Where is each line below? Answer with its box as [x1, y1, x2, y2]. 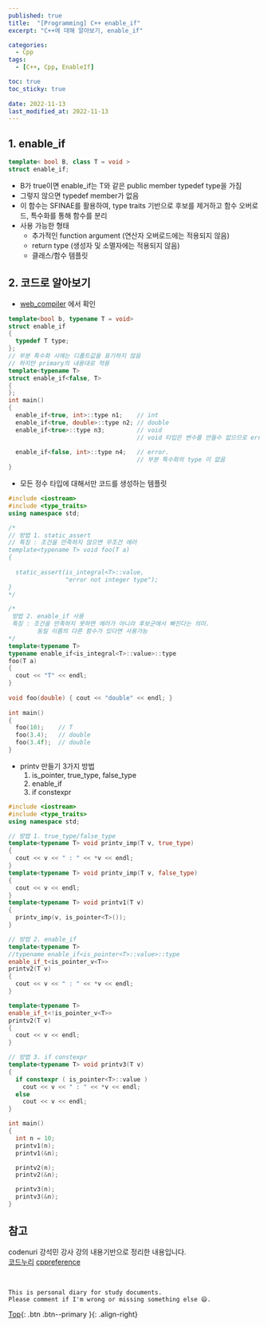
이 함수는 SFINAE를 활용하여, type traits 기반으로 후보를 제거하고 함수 [19, 200, 238, 210]
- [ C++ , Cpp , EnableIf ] [15, 63, 94, 72]
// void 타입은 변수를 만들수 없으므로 [136, 433, 247, 441]
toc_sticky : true [8, 85, 66, 93]
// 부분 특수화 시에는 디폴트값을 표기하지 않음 [8, 352, 141, 360]
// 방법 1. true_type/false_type [8, 831, 116, 840]
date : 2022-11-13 [8, 100, 66, 108]
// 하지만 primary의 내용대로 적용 [8, 359, 110, 367]
